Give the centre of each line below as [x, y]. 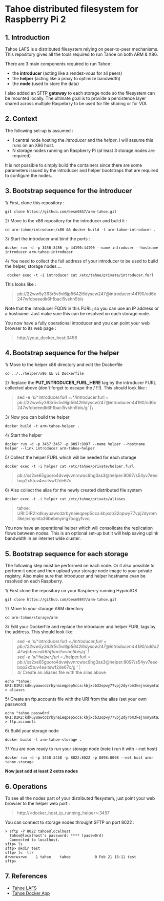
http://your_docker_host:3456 [47, 338]
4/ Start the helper [24, 435]
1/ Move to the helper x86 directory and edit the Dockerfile [64, 365]
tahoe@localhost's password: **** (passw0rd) [57, 836]
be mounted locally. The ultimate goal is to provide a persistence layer [76, 98]
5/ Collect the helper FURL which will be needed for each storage [71, 457]
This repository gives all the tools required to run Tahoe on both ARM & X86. [82, 54]
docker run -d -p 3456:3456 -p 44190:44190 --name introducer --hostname [82, 248]
